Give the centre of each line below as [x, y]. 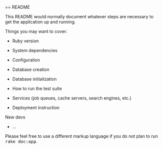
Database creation [31, 69]
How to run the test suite [37, 89]
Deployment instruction [36, 107]
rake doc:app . [21, 141]
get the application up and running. [40, 22]
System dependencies [35, 50]
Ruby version [25, 41]
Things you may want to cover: [36, 31]
